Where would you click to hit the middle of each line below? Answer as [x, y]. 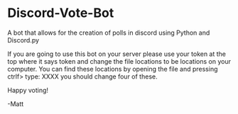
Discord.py [23, 40]
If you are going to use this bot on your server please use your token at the [117, 54]
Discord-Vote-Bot [61, 13]
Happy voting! [28, 90]
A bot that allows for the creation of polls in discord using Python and [109, 33]
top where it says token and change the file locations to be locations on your [119, 61]
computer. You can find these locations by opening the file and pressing [113, 69]
